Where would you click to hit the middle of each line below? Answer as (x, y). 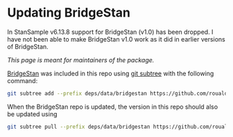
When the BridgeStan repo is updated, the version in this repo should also (113, 107)
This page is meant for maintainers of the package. (81, 60)
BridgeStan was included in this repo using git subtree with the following (111, 73)
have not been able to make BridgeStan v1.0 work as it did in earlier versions (116, 39)
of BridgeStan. (28, 46)
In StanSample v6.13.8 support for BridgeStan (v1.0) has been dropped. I (110, 32)
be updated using (32, 114)
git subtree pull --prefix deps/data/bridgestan (79, 127)
